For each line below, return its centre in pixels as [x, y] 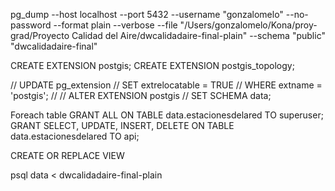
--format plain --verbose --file [115, 25]
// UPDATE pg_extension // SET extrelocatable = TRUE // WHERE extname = [166, 85]
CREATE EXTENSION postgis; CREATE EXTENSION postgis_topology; [152, 65]
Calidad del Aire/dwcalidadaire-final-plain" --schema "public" [198, 35]
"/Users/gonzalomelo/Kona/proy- [248, 25]
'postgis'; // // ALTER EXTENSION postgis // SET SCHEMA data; [141, 95]
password [31, 25]
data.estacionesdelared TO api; [75, 136]
